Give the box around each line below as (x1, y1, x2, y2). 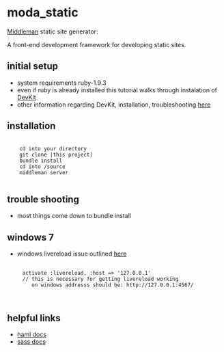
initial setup (7, 60, 58, 72)
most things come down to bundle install (16, 212, 132, 220)
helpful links (7, 312, 61, 324)
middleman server (19, 169, 69, 176)
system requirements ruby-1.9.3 (16, 79, 107, 87)
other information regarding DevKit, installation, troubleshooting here (16, 100, 211, 109)
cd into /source (19, 163, 66, 170)
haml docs (16, 330, 46, 338)
